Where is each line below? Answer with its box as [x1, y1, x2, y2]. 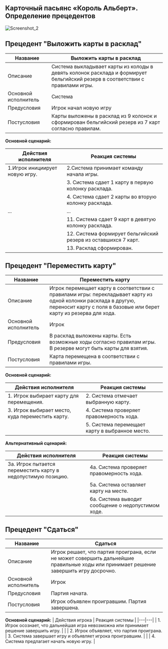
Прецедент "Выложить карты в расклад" [5, 40, 142, 48]
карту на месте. [89, 488, 128, 495]
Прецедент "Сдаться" [5, 525, 79, 534]
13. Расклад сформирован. [66, 244, 133, 251]
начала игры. [66, 170, 99, 177]
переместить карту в [7, 467, 59, 474]
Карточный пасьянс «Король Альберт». [5, 4, 138, 13]
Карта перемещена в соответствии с [49, 353, 140, 360]
